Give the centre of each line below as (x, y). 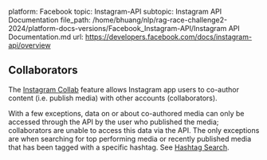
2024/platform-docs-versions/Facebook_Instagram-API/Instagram (118, 28)
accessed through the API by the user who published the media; (114, 122)
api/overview (29, 45)
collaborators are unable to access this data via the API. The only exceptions (134, 130)
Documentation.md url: (46, 37)
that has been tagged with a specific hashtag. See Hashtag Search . (119, 147)
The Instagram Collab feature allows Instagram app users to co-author (124, 89)
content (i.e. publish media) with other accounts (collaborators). (113, 98)
